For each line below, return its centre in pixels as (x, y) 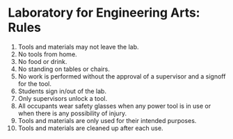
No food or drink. (42, 61)
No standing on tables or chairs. (64, 69)
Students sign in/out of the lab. (62, 91)
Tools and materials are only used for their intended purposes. (107, 120)
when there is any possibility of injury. (72, 113)
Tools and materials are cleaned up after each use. (90, 128)
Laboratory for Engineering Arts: (104, 13)
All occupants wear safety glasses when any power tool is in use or (114, 106)
